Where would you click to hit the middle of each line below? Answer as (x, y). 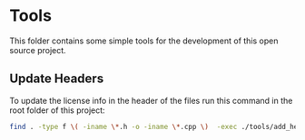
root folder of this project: (58, 110)
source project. (38, 50)
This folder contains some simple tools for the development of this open (144, 41)
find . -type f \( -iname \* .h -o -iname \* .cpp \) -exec (123, 126)
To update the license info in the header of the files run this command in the (151, 100)
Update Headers (57, 79)
